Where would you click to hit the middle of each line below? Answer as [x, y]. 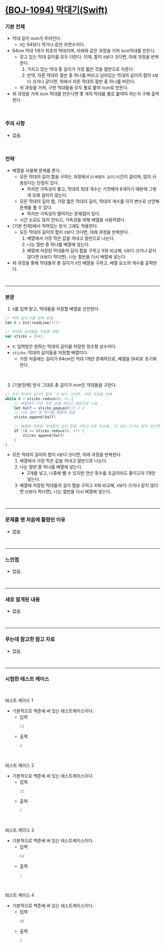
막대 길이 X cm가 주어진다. [37, 38]
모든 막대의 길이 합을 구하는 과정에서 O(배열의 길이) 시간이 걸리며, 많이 [85, 177]
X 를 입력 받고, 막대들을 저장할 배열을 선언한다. [56, 309]
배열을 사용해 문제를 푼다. [37, 171]
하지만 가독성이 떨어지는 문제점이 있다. [64, 214]
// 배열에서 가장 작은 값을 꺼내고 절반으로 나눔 [56, 403]
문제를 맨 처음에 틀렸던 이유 [35, 520]
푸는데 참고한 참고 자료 [30, 639]
